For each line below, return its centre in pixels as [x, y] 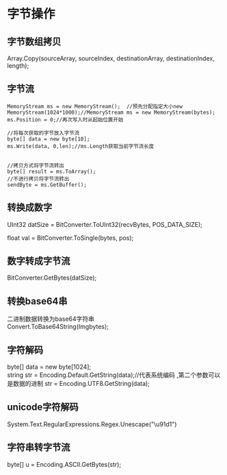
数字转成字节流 [39, 261]
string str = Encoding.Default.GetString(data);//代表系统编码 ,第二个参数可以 [114, 375]
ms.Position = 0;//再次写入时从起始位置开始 [65, 120]
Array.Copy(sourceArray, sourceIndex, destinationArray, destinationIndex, [111, 58]
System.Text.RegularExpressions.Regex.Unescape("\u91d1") [92, 424]
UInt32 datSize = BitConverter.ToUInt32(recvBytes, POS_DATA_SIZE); [105, 224]
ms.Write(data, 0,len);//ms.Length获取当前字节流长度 [81, 146]
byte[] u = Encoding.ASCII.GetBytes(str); [64, 464]
